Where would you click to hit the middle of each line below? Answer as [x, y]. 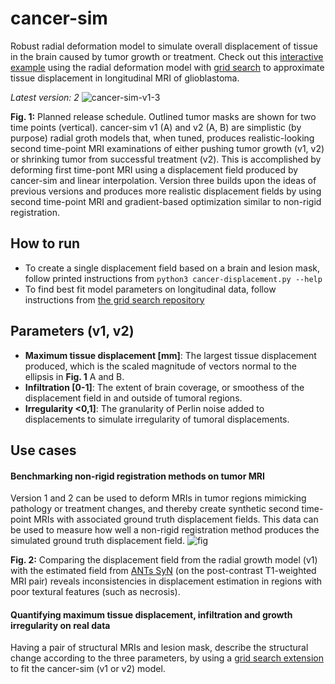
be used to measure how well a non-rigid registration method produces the [165, 530]
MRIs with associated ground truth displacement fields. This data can [176, 519]
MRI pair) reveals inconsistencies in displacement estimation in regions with [166, 581]
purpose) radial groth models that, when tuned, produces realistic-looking [162, 138]
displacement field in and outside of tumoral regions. [133, 398]
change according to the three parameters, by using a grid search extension [167, 658]
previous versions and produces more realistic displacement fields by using [166, 191]
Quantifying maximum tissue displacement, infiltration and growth [151, 614]
